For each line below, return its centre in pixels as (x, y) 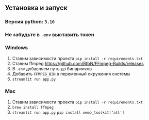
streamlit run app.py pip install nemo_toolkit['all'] (68, 112)
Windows (17, 48)
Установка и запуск (36, 8)
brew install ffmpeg (33, 107)
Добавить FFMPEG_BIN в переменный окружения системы (71, 74)
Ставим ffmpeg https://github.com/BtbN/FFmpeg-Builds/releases (78, 63)
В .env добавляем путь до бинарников (52, 68)
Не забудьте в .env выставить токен (50, 35)
